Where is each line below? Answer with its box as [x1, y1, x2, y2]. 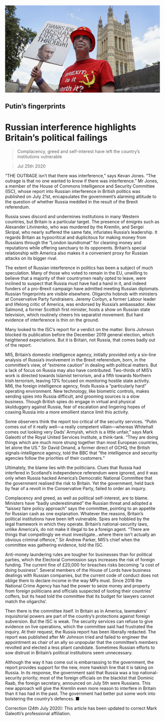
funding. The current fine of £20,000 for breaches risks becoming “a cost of [5, 562, 160, 568]
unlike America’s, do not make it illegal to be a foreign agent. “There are [5, 526, 150, 532]
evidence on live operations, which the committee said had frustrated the [5, 623, 153, 629]
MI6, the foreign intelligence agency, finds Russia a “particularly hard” [5, 383, 146, 388]
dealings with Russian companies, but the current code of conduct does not [5, 572, 159, 578]
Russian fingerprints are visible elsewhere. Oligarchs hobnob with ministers [5, 291, 158, 297]
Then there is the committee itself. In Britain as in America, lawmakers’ [5, 608, 147, 614]
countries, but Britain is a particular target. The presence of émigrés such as [5, 219, 160, 224]
